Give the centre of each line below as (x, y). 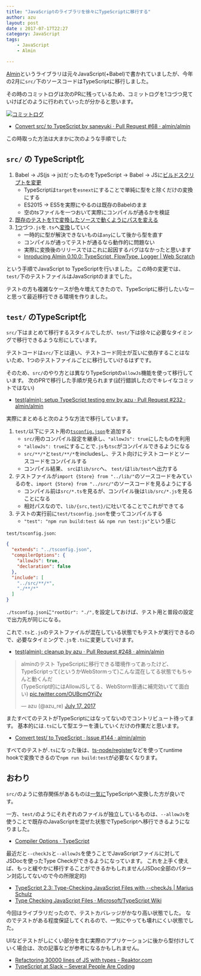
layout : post (22, 23)
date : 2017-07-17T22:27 (37, 28)
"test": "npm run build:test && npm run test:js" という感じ (100, 521)
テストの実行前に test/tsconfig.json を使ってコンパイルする (89, 514)
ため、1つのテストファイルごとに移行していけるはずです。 (83, 360)
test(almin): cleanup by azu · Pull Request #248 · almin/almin (89, 651)
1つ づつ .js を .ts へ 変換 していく (53, 227)
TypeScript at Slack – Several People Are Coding (75, 966)
